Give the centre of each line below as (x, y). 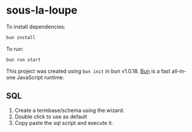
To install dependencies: (36, 27)
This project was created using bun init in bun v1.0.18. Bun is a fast (88, 71)
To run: (15, 49)
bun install (21, 37)
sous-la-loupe (42, 10)
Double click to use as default (51, 117)
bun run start (24, 60)
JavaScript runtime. (41, 77)
